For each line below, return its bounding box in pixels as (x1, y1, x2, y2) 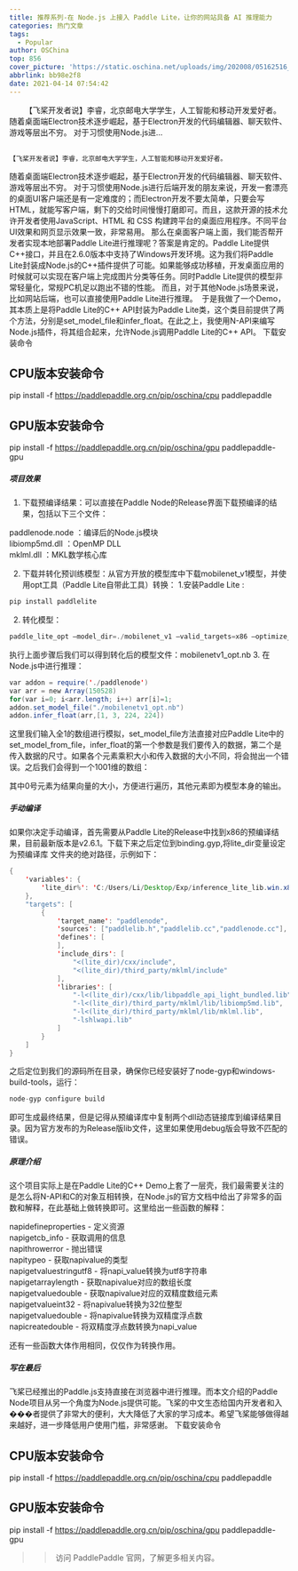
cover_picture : (9, 63, 66, 72)
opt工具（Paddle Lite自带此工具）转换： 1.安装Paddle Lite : (29, 580, 245, 590)
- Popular (17, 37, 53, 47)
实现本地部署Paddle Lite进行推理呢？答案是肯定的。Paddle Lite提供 (24, 237, 270, 248)
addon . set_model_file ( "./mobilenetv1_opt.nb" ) (9, 703, 184, 712)
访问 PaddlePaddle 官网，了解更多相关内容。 (55, 1552, 220, 1563)
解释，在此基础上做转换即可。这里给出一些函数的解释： (24, 1202, 227, 1214)
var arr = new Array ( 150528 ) (9, 686, 117, 695)
